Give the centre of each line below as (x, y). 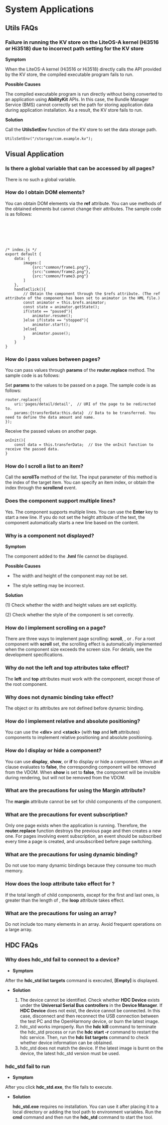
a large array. (19, 930)
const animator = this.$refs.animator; (65, 302)
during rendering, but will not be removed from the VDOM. (65, 777)
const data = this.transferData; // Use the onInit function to (84, 445)
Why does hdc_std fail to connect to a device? (62, 959)
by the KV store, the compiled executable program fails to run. (69, 74)
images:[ (32, 263)
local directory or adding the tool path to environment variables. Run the (87, 1112)
